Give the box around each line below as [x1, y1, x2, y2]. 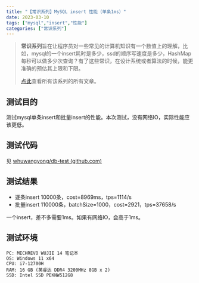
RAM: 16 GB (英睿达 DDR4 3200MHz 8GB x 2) [6, 267, 111, 273]
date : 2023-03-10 [6, 14, 49, 20]
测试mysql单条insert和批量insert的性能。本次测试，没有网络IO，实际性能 [6, 114, 185, 121]
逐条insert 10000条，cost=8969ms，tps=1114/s [14, 193, 132, 201]
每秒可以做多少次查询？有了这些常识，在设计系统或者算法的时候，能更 [20, 57, 194, 64]
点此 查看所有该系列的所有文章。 [20, 78, 99, 85]
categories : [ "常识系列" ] [6, 25, 67, 32]
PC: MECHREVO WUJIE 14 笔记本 [6, 250, 79, 256]
